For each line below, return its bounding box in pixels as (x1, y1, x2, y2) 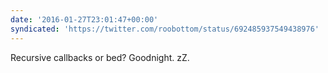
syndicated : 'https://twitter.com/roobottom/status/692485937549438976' (10, 24, 320, 34)
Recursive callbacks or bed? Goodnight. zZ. (10, 51, 190, 63)
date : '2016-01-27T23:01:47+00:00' (10, 14, 159, 25)
